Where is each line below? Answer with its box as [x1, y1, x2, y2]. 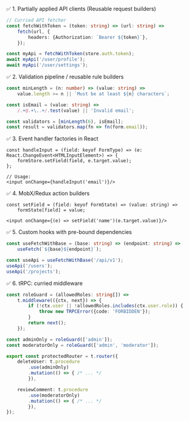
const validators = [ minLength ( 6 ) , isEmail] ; [6, 118, 123, 125]
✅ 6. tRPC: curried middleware [6, 279, 83, 287]
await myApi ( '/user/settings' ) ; [6, 62, 88, 69]
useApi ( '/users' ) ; [6, 262, 53, 269]
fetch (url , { [17, 29, 50, 35]
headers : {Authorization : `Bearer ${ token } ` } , [28, 34, 148, 40]
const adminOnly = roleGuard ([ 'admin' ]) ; [6, 337, 113, 343]
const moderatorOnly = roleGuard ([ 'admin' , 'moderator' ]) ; [6, 342, 159, 348]
